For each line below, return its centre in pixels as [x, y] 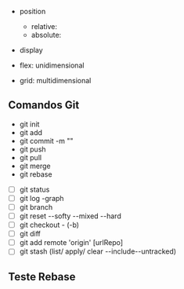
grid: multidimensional [55, 80]
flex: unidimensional [52, 65]
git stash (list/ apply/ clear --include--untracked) [98, 251]
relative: [44, 26]
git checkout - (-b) [49, 225]
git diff [30, 234]
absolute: [46, 35]
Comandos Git [44, 105]
